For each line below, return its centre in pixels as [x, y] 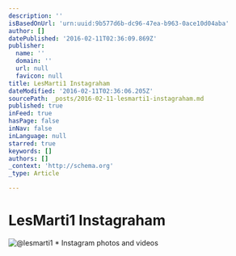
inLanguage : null [38, 136]
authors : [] [28, 158]
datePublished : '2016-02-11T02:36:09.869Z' [83, 38]
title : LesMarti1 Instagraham [59, 83]
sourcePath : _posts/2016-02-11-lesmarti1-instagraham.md [106, 99]
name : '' [30, 53]
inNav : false [30, 128]
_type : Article [34, 174]
